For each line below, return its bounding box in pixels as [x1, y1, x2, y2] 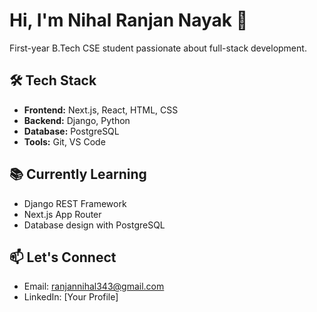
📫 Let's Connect [9, 249, 117, 266]
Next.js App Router [23, 208, 102, 220]
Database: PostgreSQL [23, 125, 120, 137]
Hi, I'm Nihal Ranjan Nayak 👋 [9, 9, 249, 32]
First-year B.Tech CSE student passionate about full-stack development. [9, 42, 307, 54]
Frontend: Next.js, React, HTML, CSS [23, 104, 179, 116]
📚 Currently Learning [9, 166, 147, 183]
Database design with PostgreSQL [23, 219, 166, 231]
